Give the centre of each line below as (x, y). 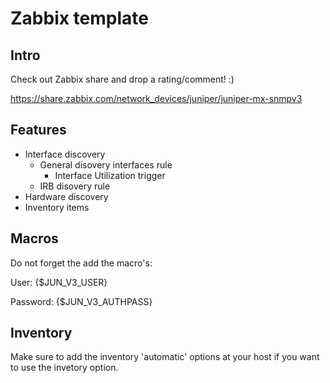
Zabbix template (79, 18)
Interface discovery (65, 154)
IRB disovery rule (75, 186)
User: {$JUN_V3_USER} (59, 282)
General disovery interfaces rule (106, 164)
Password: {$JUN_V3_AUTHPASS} (81, 301)
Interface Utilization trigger (110, 175)
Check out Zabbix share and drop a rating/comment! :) (122, 79)
